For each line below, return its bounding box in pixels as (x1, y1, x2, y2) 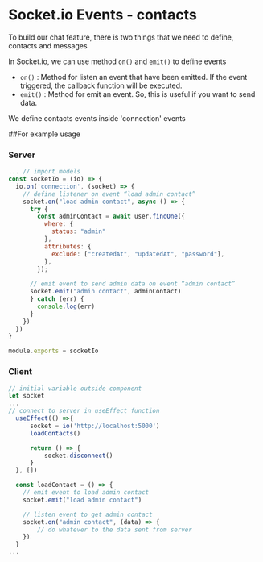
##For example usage (8, 129, 81, 139)
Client (8, 366, 32, 377)
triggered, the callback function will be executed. (19, 81, 183, 90)
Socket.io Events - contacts (8, 6, 197, 24)
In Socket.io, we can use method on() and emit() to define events (8, 56, 227, 66)
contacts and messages (8, 40, 88, 50)
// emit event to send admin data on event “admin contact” (29, 280, 236, 288)
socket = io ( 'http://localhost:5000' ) (29, 422, 160, 430)
